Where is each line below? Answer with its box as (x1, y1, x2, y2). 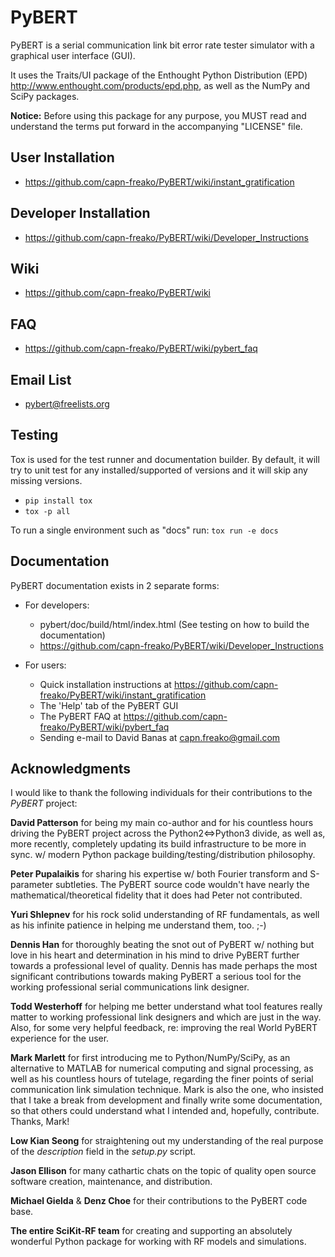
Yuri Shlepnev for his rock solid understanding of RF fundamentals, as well (10, 909, 320, 921)
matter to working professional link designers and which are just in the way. (10, 1011, 322, 1023)
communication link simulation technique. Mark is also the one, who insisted (10, 1084, 324, 1096)
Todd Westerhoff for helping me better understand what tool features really (10, 1001, 323, 1013)
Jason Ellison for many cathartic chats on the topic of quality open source (10, 1165, 317, 1177)
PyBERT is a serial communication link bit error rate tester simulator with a (10, 39, 315, 51)
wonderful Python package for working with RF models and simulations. (10, 1236, 307, 1248)
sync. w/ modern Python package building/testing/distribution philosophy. (10, 849, 316, 861)
